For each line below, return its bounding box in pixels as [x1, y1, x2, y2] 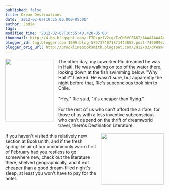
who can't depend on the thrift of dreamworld [58, 117, 153, 123]
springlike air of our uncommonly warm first [5, 143, 96, 149]
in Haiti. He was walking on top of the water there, [58, 64, 162, 70]
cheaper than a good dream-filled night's [5, 165, 91, 171]
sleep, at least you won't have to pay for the [5, 170, 97, 176]
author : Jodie [5, 21, 35, 27]
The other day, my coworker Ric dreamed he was [58, 58, 160, 64]
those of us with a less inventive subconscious [58, 111, 155, 118]
